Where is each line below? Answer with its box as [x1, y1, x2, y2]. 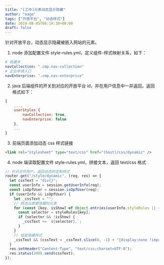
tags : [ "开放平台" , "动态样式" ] [5, 16, 65, 21]
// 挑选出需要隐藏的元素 [14, 201, 57, 206]
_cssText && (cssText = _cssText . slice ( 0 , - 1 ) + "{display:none [14, 237, 147, 242]
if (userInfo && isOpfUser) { [9, 192, 71, 196]
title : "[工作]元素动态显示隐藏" [5, 7, 66, 12]
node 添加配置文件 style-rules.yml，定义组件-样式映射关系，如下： [12, 50, 147, 56]
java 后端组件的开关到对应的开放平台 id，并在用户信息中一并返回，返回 [12, 83, 155, 89]
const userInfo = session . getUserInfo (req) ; [9, 183, 102, 188]
